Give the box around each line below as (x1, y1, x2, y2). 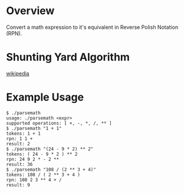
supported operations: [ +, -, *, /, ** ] (6, 120, 112, 126)
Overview (6, 4, 55, 18)
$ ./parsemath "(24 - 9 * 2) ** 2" (6, 146, 94, 152)
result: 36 (6, 161, 33, 167)
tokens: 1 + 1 (6, 131, 41, 137)
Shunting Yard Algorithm (6, 51, 130, 64)
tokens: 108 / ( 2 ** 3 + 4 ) (6, 172, 81, 178)
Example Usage (6, 91, 84, 104)
